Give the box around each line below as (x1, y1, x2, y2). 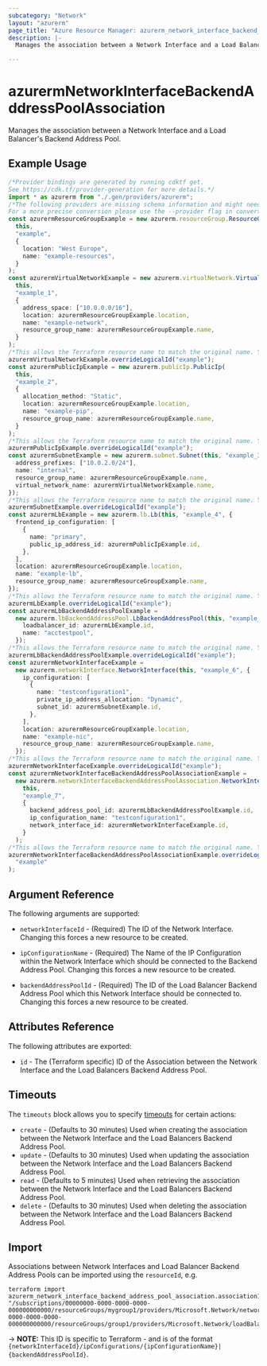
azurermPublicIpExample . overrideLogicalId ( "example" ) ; (8, 444, 194, 452)
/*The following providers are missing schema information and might (8, 200, 244, 208)
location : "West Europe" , (22, 244, 109, 253)
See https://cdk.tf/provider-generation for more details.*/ (8, 185, 215, 193)
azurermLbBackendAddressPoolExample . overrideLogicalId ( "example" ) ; (8, 651, 237, 659)
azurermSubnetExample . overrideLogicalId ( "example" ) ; (8, 503, 187, 511)
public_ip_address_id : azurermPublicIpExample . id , (29, 540, 201, 549)
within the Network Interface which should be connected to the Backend (19, 956, 257, 966)
